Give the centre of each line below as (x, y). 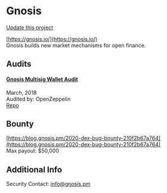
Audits (19, 64)
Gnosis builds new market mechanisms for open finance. (76, 45)
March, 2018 (21, 92)
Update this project (30, 27)
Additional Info (34, 169)
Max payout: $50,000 (33, 151)
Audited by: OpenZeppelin (38, 99)
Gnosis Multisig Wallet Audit (42, 79)
